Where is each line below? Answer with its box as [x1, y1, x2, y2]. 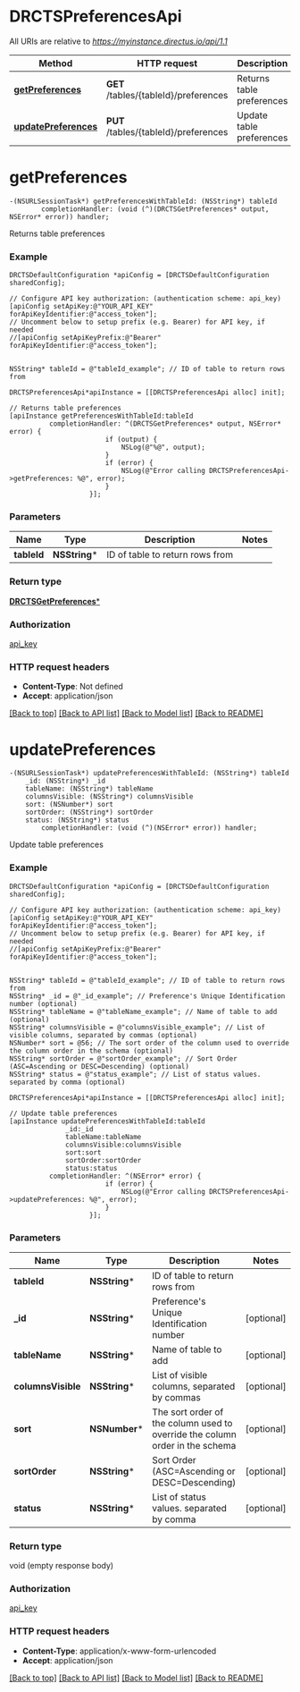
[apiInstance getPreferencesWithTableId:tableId [9, 411, 194, 421]
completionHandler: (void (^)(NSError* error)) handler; [41, 824, 257, 833]
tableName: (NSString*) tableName [25, 784, 154, 793]
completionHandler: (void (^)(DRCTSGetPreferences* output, [41, 204, 270, 214]
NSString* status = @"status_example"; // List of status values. [9, 1070, 262, 1079]
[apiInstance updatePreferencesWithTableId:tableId [9, 1116, 205, 1126]
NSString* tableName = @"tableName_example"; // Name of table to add [9, 1007, 278, 1016]
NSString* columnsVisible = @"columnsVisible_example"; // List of [9, 1022, 266, 1032]
